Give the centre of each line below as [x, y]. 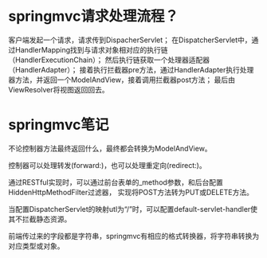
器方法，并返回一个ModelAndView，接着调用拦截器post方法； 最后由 [122, 80]
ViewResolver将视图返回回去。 [59, 89]
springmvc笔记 [59, 125]
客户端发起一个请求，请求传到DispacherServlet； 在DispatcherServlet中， [130, 40]
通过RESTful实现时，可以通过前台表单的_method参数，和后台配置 [116, 182]
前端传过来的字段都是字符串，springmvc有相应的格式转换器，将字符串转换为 [134, 236]
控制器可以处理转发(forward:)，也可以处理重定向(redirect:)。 [107, 165]
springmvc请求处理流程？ [94, 16]
